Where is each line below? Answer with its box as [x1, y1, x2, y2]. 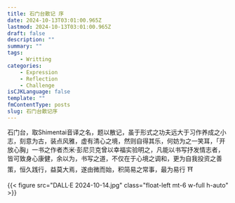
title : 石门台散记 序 [7, 10, 65, 17]
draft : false [7, 29, 46, 37]
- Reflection [20, 75, 58, 83]
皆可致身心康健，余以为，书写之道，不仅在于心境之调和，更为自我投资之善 [7, 154, 222, 162]
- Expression [20, 69, 58, 76]
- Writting [20, 56, 52, 63]
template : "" [7, 95, 46, 102]
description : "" [7, 36, 55, 43]
